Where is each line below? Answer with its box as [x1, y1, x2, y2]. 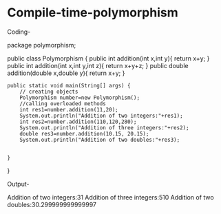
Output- [7, 180, 30, 188]
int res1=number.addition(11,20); [19, 106, 118, 113]
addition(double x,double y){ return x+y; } [7, 69, 125, 77]
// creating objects [19, 88, 78, 95]
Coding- [7, 28, 31, 36]
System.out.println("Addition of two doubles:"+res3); [19, 136, 180, 143]
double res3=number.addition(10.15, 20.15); [19, 130, 149, 137]
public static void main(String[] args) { [7, 82, 131, 89]
